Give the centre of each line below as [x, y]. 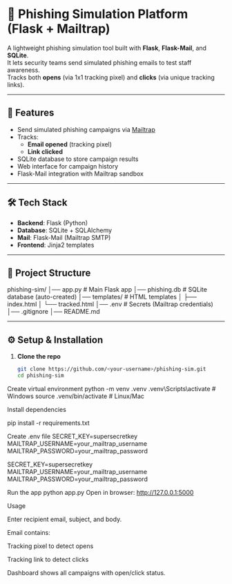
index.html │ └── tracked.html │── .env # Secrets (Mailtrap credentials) [110, 304]
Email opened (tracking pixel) [70, 144]
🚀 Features [31, 113]
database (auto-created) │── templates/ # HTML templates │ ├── [102, 297]
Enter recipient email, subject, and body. [65, 519]
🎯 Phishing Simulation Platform [98, 14]
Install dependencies [37, 409]
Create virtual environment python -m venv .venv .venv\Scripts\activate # [112, 388]
